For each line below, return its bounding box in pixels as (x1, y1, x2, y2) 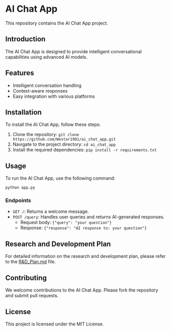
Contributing (5, 273, 47, 282)
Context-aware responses (12, 87, 68, 94)
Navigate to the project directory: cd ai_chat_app (12, 141, 116, 147)
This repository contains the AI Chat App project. (5, 20, 108, 26)
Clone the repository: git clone (12, 131, 79, 138)
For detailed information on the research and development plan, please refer (5, 253, 166, 259)
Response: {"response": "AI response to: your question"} (20, 225, 147, 231)
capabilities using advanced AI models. (5, 54, 88, 60)
